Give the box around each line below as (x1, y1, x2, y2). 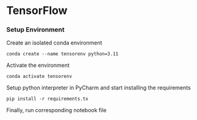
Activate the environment (6, 62, 70, 69)
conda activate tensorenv (6, 74, 72, 80)
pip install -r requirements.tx (6, 96, 88, 102)
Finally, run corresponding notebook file (6, 107, 107, 114)
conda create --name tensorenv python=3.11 (6, 51, 119, 57)
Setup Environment (6, 26, 65, 34)
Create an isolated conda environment (6, 39, 102, 46)
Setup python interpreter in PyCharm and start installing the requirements (6, 84, 191, 91)
